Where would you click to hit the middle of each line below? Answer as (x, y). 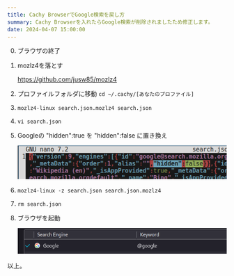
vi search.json (39, 122)
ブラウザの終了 (39, 51)
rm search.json (39, 204)
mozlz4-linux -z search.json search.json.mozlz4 (89, 191)
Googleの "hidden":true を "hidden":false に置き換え (92, 136)
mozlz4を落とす (40, 65)
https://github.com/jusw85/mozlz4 (67, 79)
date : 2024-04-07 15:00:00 (46, 29)
